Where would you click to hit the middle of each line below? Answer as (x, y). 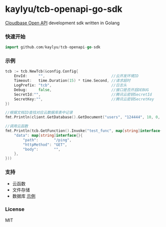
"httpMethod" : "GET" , (45, 145)
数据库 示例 (24, 196)
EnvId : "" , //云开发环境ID (76, 76)
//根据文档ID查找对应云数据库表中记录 (39, 113)
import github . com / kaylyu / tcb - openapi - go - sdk (53, 47)
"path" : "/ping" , (47, 140)
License (15, 209)
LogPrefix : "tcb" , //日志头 (70, 85)
